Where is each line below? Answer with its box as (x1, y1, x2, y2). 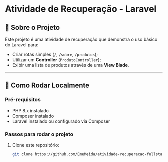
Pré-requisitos (5, 96, 41, 103)
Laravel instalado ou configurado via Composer (12, 118, 110, 124)
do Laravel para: (5, 42, 39, 48)
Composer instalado (12, 113, 54, 119)
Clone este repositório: (12, 142, 60, 148)
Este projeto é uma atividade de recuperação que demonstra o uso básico (5, 36, 158, 42)
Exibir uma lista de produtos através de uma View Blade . (12, 62, 129, 68)
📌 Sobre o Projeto (5, 23, 60, 32)
